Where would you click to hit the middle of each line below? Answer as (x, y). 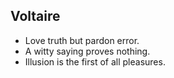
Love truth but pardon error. (82, 40)
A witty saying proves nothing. (87, 51)
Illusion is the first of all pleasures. (95, 61)
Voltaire (35, 16)
